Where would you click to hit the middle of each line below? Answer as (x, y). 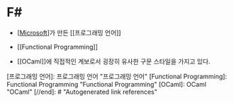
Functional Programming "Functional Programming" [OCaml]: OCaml (107, 84)
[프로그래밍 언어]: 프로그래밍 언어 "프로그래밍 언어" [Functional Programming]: (117, 76)
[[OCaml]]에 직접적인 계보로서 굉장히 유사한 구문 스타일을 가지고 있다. (113, 61)
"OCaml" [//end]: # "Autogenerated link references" (82, 92)
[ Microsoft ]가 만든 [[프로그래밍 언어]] (69, 32)
